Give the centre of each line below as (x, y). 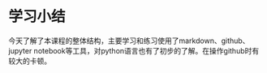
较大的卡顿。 (30, 61)
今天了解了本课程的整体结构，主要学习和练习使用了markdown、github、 (129, 41)
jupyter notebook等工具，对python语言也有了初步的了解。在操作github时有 (134, 50)
